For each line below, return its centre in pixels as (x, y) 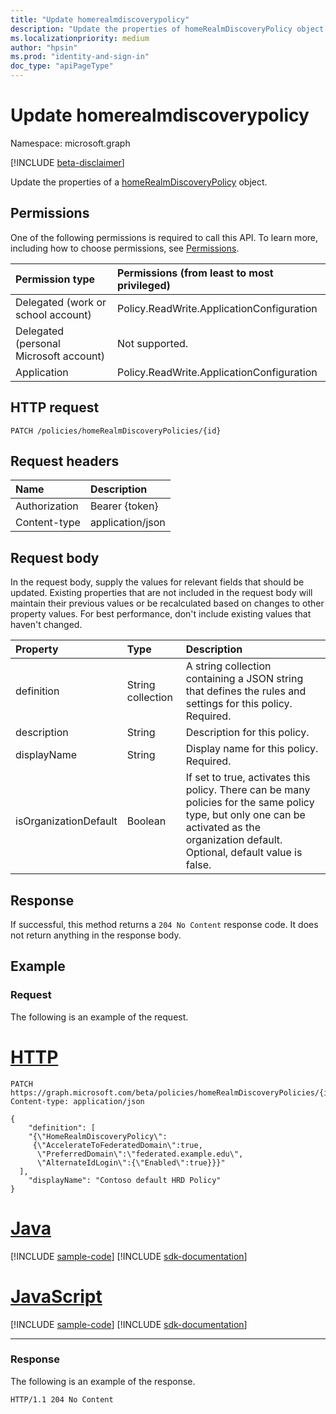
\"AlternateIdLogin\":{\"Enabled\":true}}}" (131, 1162)
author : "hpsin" (44, 47)
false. (198, 865)
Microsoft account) (60, 356)
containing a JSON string (244, 679)
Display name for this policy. (252, 749)
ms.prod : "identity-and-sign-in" (80, 57)
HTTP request (55, 407)
